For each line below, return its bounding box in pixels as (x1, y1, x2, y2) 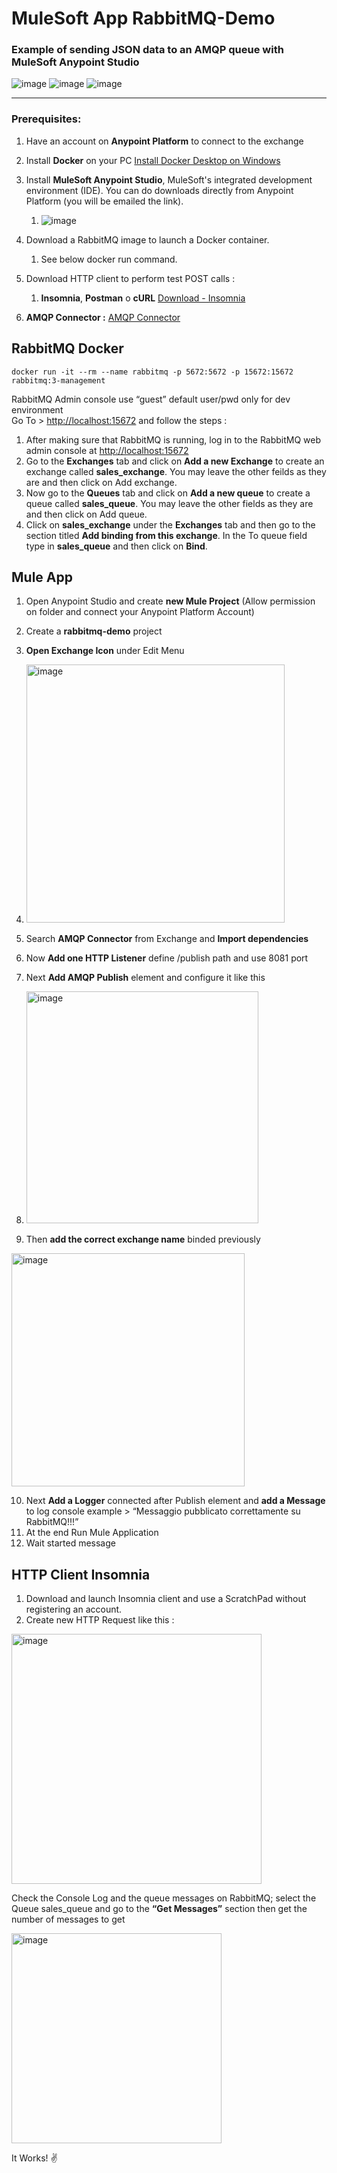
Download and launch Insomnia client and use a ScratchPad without (25, 1593, 307, 1605)
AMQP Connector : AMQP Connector (25, 311, 181, 323)
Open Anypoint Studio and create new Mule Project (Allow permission (25, 595, 316, 607)
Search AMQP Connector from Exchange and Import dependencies (25, 933, 309, 945)
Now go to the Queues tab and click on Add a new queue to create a (25, 487, 311, 499)
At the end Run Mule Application (25, 1527, 159, 1539)
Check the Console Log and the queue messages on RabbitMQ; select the (11, 1892, 317, 1904)
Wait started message (25, 1537, 116, 1549)
